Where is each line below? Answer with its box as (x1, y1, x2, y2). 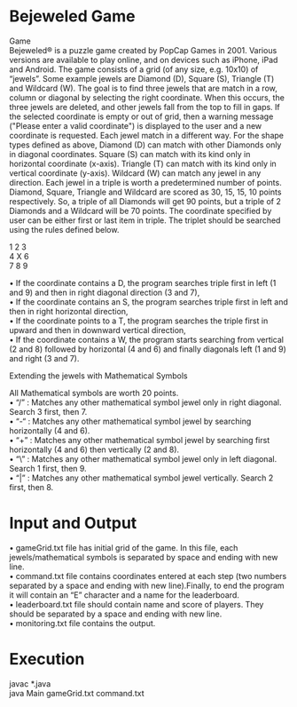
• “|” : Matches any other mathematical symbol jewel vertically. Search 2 (9, 473, 274, 483)
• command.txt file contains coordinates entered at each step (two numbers (9, 570, 287, 581)
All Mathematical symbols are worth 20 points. (9, 387, 179, 398)
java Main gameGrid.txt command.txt (9, 687, 145, 698)
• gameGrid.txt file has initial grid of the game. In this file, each (9, 542, 238, 552)
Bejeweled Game (9, 6, 136, 27)
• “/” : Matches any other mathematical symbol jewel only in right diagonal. (9, 397, 282, 408)
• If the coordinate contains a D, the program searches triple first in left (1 (9, 277, 277, 288)
